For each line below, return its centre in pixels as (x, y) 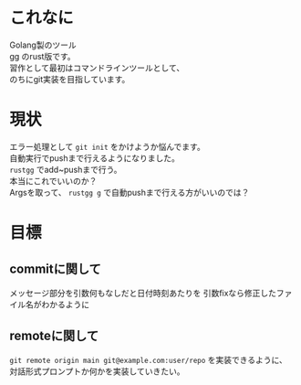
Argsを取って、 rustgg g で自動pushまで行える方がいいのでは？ (130, 192)
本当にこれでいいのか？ (53, 181)
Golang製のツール (43, 45)
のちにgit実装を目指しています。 (70, 79)
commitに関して (56, 269)
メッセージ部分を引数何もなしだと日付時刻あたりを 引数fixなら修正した (143, 293)
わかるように (65, 304)
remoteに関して (54, 336)
